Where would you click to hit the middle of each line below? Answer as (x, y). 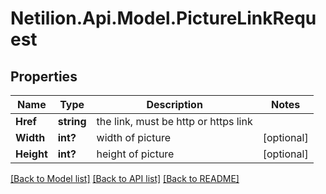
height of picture (135, 154)
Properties (44, 76)
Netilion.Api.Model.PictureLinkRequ (163, 18)
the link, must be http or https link (174, 121)
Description (174, 104)
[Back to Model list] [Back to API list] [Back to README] (125, 178)
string (72, 121)
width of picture (133, 137)
